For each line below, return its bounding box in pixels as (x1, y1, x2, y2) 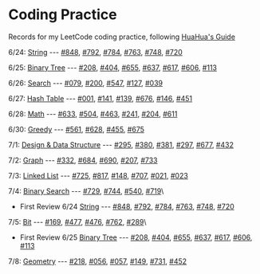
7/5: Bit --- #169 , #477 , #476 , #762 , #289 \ (8, 217, 147, 226)
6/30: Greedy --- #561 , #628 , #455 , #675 (8, 124, 145, 134)
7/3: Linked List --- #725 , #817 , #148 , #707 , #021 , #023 (8, 170, 189, 180)
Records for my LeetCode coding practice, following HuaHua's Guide (8, 32, 235, 41)
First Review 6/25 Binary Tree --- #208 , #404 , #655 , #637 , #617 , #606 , (19, 233, 253, 242)
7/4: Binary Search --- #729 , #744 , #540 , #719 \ (8, 186, 164, 196)
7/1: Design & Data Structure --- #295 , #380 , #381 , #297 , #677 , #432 (8, 139, 234, 149)
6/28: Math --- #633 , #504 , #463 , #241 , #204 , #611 (8, 109, 178, 119)
